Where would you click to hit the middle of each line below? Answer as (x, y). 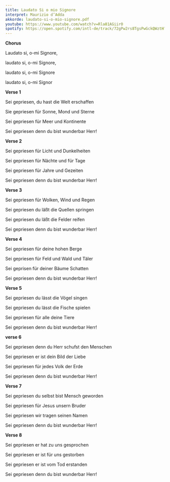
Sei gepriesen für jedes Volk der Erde (44, 367)
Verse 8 (14, 435)
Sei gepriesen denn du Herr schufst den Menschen (59, 347)
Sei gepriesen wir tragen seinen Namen (46, 416)
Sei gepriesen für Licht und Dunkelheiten (48, 151)
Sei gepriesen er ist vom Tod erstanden (46, 465)
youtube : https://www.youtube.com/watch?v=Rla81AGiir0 (64, 24)
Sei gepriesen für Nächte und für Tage (45, 161)
